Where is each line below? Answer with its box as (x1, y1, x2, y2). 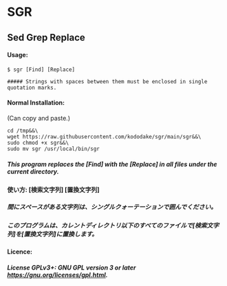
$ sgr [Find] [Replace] (7, 66, 76, 73)
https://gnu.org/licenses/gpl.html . (7, 270, 108, 279)
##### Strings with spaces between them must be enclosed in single (7, 78, 208, 85)
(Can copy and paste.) (7, 114, 71, 122)
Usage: (7, 51, 29, 59)
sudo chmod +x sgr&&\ (7, 139, 69, 146)
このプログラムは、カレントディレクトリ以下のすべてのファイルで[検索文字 (7, 221, 219, 229)
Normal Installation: (7, 99, 65, 107)
